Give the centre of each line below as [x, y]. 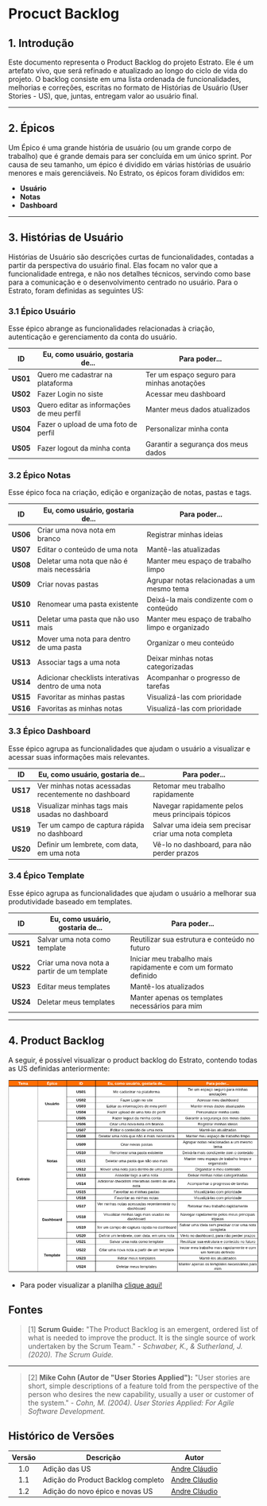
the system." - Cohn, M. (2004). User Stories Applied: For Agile [131, 1403]
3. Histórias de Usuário [66, 238]
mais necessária [64, 569]
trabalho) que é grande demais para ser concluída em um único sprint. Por [130, 156]
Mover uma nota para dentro [84, 639]
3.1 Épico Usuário [42, 311]
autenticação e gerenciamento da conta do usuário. [93, 337]
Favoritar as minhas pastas [81, 697]
